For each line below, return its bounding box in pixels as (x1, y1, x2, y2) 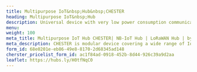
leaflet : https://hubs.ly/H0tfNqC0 (6, 57, 93, 63)
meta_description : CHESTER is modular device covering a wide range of (6, 41, 185, 47)
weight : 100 (6, 30, 35, 36)
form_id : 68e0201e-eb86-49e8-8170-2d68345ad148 (6, 46, 125, 52)
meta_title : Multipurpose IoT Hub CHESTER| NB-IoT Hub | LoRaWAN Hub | (6, 35, 185, 41)
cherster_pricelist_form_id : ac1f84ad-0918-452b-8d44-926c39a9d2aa (6, 52, 175, 57)
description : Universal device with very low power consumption (6, 19, 167, 25)
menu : (6, 24, 19, 31)
